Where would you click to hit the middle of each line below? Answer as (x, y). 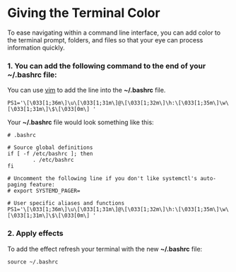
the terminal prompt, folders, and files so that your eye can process (105, 40)
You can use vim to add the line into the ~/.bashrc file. (87, 90)
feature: (42, 185)
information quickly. (36, 47)
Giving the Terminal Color (84, 13)
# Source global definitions (50, 148)
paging (17, 185)
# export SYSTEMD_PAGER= (44, 191)
